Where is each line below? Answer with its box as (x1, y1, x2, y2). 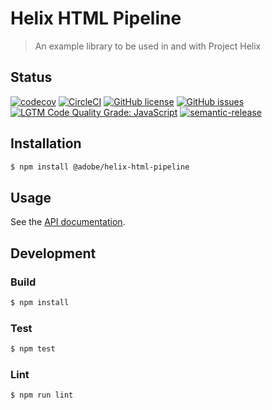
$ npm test (10, 344, 56, 354)
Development (10, 245, 97, 262)
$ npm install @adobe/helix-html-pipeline (10, 162, 190, 172)
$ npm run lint (10, 390, 74, 401)
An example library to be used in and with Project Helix (34, 40, 262, 52)
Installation (10, 135, 82, 152)
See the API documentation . (10, 216, 126, 228)
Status (10, 69, 53, 86)
